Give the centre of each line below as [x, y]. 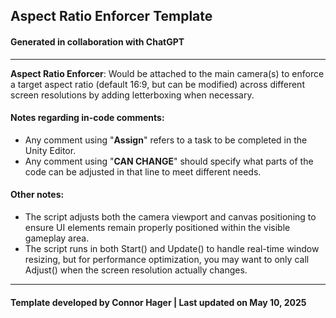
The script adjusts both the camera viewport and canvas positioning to [170, 217]
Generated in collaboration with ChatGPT [97, 41]
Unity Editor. [50, 150]
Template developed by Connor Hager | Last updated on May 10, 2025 [158, 302]
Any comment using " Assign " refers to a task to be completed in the [166, 140]
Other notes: [37, 195]
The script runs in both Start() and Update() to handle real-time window [172, 248]
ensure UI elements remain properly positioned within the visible [157, 227]
